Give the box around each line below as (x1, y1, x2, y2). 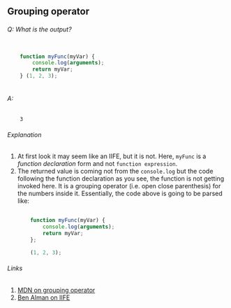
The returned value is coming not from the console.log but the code (17, 167, 214, 176)
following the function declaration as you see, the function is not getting (17, 174, 225, 183)
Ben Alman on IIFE (17, 293, 70, 302)
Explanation (7, 130, 42, 139)
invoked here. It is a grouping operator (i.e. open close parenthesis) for (17, 182, 221, 190)
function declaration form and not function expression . (17, 160, 178, 168)
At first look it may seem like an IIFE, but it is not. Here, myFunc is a (17, 152, 207, 160)
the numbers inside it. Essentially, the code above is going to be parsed (17, 189, 223, 198)
